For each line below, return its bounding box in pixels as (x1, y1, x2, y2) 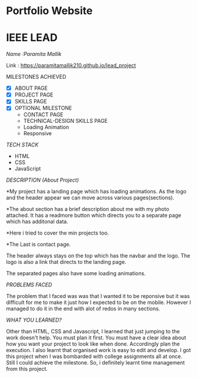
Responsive (23, 130, 52, 137)
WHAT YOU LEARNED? (6, 316, 62, 324)
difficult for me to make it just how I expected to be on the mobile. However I (6, 299, 191, 306)
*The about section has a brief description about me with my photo (6, 206, 169, 213)
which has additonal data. (6, 218, 69, 225)
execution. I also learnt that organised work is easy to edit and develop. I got (6, 347, 191, 354)
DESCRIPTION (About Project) (6, 176, 79, 183)
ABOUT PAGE (14, 85, 48, 92)
